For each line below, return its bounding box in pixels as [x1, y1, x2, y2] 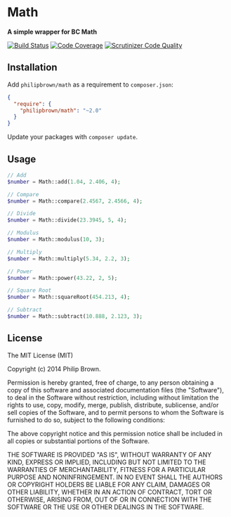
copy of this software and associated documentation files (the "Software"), [7, 385, 225, 394]
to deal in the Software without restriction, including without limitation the [7, 393, 219, 402]
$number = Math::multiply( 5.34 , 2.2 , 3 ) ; [7, 255, 131, 262]
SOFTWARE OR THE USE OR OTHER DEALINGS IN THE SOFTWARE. [7, 502, 204, 511]
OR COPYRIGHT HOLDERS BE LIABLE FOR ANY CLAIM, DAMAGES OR [7, 480, 211, 489]
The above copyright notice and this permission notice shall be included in [7, 429, 223, 438]
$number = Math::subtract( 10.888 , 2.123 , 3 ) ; [7, 313, 143, 320]
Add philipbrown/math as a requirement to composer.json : [7, 80, 173, 89]
